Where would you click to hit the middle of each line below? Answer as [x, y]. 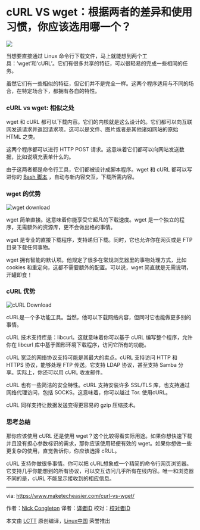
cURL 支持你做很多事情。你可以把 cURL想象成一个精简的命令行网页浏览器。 [99, 464]
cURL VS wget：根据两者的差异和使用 [99, 12]
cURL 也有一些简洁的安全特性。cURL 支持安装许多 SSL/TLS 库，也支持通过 [98, 385]
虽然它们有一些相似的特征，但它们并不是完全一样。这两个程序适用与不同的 [97, 83]
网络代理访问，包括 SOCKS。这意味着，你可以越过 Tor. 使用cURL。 [89, 392]
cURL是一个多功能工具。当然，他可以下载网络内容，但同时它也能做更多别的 [99, 317]
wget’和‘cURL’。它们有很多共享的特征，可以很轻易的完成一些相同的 [100, 63]
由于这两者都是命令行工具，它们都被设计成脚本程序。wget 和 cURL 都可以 [97, 170]
